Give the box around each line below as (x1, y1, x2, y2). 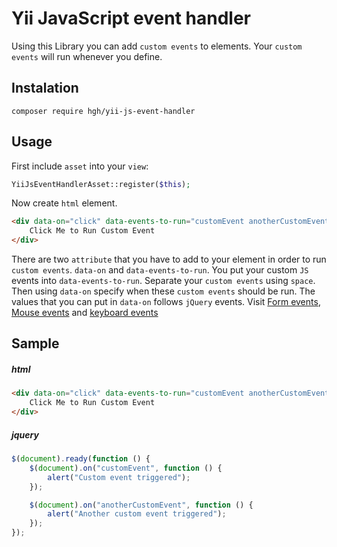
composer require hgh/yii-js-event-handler (11, 106, 196, 116)
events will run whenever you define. (11, 50, 163, 62)
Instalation (11, 80, 79, 97)
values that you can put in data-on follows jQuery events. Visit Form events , (11, 296, 321, 308)
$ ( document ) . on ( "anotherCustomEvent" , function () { (29, 500, 254, 510)
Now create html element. (11, 197, 118, 209)
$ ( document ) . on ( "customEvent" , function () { (29, 463, 223, 473)
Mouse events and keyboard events (11, 307, 159, 319)
